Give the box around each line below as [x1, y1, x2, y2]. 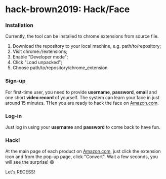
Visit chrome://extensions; [12, 48, 68, 54]
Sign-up [5, 77, 26, 84]
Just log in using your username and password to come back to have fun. [5, 124, 160, 130]
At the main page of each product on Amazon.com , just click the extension [5, 148, 161, 155]
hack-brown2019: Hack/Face [5, 4, 130, 15]
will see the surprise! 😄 [5, 159, 55, 165]
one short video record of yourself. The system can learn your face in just [5, 94, 160, 100]
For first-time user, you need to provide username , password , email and [5, 89, 157, 95]
